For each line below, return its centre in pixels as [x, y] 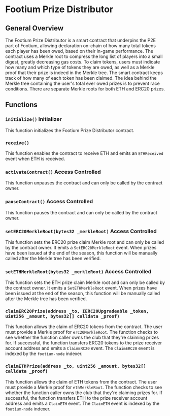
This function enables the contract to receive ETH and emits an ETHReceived [84, 153]
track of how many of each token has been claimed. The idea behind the [81, 78]
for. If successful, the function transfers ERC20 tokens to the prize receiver [84, 343]
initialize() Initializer [33, 119]
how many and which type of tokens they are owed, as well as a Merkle [80, 67]
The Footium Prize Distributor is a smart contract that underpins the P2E [81, 40]
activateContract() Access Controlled [53, 172]
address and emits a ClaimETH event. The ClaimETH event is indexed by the [82, 403]
